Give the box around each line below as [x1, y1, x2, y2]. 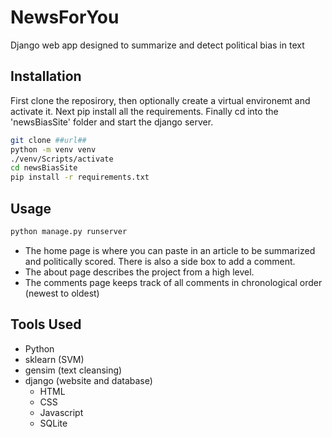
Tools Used [10, 316, 82, 333]
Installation [10, 68, 82, 85]
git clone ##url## [10, 135, 87, 145]
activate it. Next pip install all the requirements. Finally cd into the [10, 105, 279, 117]
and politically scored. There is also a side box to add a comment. [24, 255, 296, 267]
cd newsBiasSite [10, 163, 78, 173]
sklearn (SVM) [24, 353, 85, 365]
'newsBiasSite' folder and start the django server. [10, 116, 214, 128]
